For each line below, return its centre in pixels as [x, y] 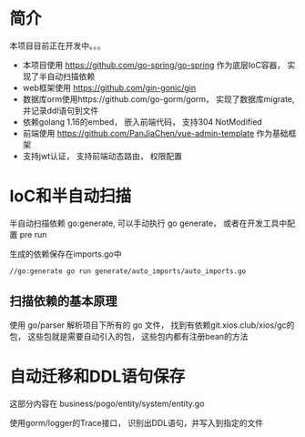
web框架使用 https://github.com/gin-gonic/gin [109, 87]
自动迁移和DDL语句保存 [97, 376]
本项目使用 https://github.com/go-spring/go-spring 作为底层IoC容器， [154, 65]
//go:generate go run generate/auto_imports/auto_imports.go [128, 271]
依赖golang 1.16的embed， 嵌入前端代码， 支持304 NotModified [142, 122]
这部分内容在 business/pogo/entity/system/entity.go [107, 403]
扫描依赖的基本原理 [63, 301]
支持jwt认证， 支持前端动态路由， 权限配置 [102, 156]
